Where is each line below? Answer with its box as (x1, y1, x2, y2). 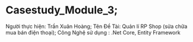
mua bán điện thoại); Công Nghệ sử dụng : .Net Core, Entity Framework (5, 29, 181, 36)
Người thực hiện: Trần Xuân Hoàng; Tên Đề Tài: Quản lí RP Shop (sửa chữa (5, 23, 188, 30)
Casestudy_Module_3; (5, 3, 118, 17)
